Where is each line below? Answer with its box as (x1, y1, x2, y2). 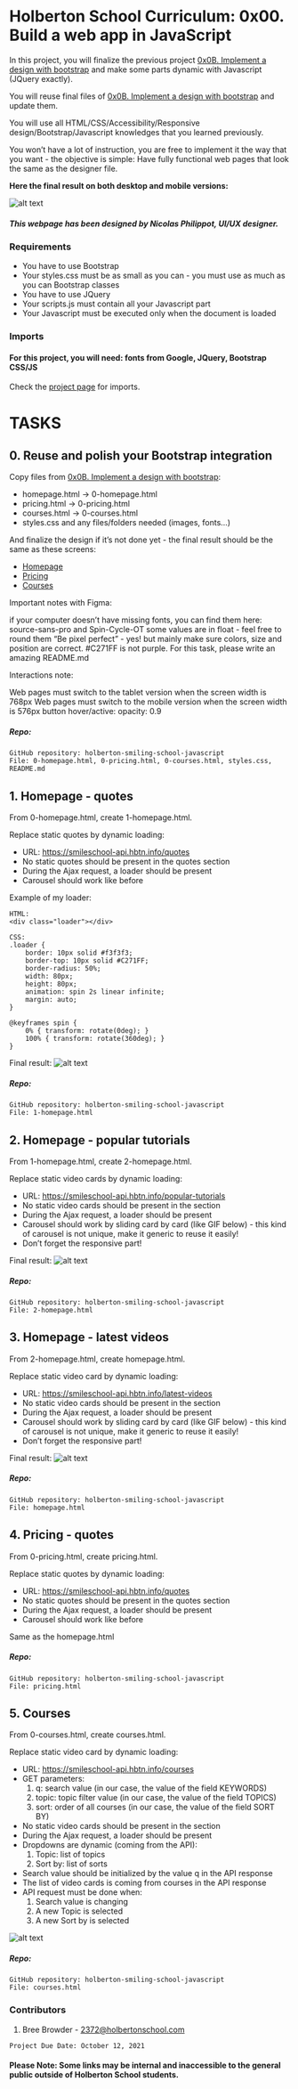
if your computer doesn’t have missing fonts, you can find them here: (9, 614, 262, 625)
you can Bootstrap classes (21, 280, 120, 290)
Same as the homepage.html (9, 1631, 115, 1642)
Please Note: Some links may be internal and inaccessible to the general (9, 2060, 282, 2071)
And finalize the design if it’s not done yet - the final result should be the (9, 534, 274, 545)
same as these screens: (9, 544, 96, 555)
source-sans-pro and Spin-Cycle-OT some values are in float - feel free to (9, 624, 282, 635)
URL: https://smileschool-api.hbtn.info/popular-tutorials (21, 1191, 226, 1201)
